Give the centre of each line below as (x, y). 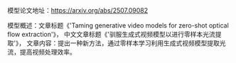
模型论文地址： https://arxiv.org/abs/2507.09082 (77, 10)
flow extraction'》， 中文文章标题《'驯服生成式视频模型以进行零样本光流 (111, 34)
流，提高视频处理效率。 (42, 52)
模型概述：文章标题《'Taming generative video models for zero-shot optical (118, 25)
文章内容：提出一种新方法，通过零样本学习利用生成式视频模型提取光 (126, 43)
